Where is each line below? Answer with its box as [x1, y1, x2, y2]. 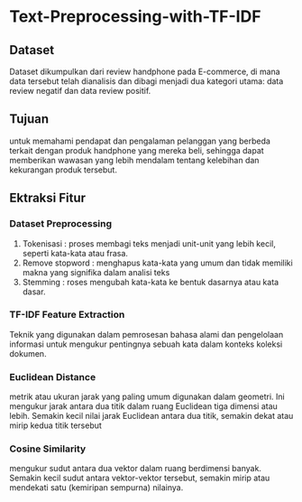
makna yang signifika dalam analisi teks [22, 266, 170, 277]
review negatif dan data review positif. [9, 86, 151, 96]
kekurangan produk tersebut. [9, 164, 117, 175]
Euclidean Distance [9, 370, 96, 383]
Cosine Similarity [9, 442, 87, 455]
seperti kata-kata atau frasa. [22, 247, 129, 258]
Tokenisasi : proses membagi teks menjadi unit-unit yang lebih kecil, [22, 237, 277, 249]
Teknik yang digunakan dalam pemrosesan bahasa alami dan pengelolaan [9, 329, 284, 339]
